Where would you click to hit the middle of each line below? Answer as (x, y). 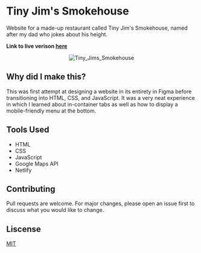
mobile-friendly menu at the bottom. (51, 111)
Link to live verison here (37, 46)
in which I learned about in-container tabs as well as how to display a (92, 104)
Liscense (24, 229)
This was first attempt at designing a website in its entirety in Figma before (99, 91)
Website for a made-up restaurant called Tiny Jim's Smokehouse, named (97, 28)
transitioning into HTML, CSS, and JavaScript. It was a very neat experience (101, 97)
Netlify (23, 170)
